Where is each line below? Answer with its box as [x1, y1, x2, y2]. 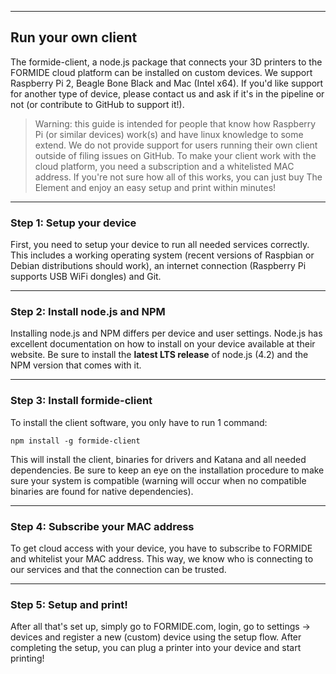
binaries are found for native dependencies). [10, 485, 194, 497]
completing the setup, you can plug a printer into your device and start [10, 642, 302, 654]
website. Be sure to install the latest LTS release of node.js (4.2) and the [10, 349, 309, 361]
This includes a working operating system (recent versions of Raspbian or [10, 249, 315, 261]
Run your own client [10, 29, 138, 46]
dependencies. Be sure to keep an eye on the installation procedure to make [10, 464, 325, 476]
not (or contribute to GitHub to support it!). [10, 98, 185, 110]
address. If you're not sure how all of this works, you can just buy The [34, 171, 323, 183]
